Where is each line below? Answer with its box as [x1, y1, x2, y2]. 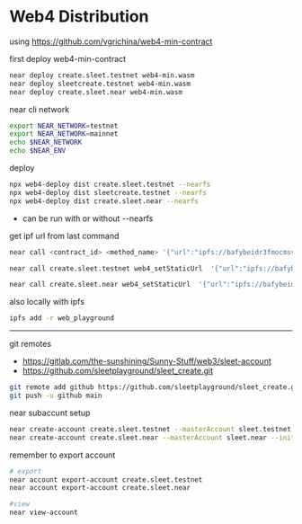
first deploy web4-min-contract [9, 53, 127, 64]
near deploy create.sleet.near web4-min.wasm [9, 87, 182, 96]
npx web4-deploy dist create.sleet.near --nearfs [9, 196, 200, 206]
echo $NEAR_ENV [9, 147, 67, 155]
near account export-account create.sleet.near [9, 484, 191, 493]
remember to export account [9, 449, 116, 460]
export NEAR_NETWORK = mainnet [9, 129, 119, 138]
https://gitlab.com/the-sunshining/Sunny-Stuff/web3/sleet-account [22, 356, 271, 367]
